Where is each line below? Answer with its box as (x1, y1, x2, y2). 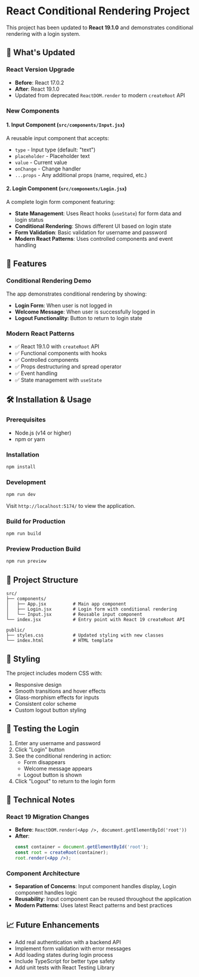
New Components (6, 106, 60, 114)
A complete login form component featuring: (6, 198, 116, 205)
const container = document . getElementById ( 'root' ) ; (14, 844, 149, 850)
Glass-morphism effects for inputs (14, 693, 99, 701)
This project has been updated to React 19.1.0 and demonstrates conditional (6, 24, 194, 31)
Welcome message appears (23, 765, 92, 772)
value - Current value (14, 159, 67, 166)
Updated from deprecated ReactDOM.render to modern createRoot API (14, 91, 185, 99)
